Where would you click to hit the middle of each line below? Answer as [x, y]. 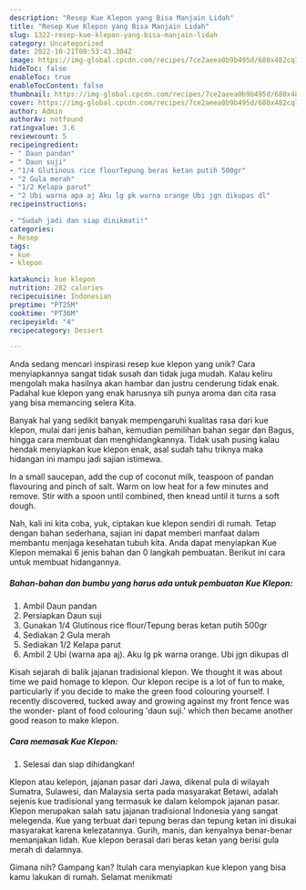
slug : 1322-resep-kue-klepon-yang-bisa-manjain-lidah [114, 35]
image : [22, 60]
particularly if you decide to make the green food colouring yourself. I [140, 691]
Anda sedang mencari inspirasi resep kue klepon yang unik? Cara [133, 364]
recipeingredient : [44, 145]
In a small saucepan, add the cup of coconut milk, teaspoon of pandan [142, 477]
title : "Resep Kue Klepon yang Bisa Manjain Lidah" [109, 26]
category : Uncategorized [56, 43]
